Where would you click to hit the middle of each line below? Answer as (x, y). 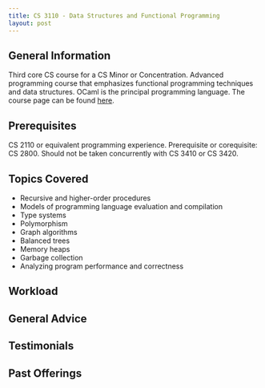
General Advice (48, 319)
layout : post (30, 23)
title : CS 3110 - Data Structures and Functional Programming (114, 16)
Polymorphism (44, 223)
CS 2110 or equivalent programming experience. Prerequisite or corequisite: (133, 145)
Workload (33, 291)
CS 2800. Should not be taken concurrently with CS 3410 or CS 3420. (123, 154)
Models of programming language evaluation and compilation (121, 206)
